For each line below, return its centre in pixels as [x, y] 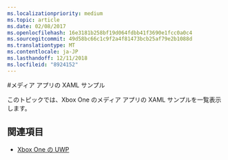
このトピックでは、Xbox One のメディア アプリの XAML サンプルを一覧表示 [114, 100]
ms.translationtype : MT [41, 45]
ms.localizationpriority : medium [55, 13]
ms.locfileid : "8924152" [43, 65]
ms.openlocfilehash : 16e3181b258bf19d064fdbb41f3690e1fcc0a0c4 [100, 33]
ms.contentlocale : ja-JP [43, 52]
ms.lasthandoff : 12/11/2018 [48, 58]
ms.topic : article [33, 20]
